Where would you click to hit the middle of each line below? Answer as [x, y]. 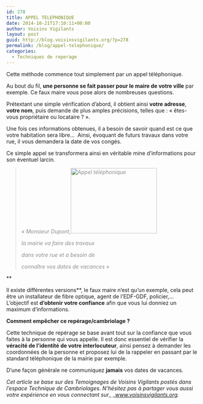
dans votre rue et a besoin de [58, 255]
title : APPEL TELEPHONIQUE [40, 18]
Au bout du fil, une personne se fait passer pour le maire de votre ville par [100, 86]
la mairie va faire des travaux [58, 243]
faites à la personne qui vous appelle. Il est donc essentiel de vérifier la [95, 339]
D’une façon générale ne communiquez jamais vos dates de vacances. [95, 370]
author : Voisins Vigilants [40, 29]
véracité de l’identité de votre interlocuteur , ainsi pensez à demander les [98, 345]
